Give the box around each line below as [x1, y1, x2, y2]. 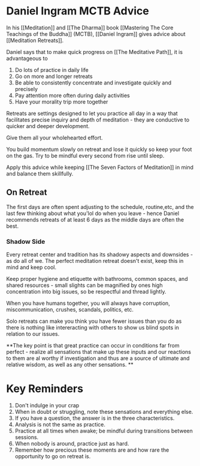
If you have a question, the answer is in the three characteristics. [14, 414, 175, 422]
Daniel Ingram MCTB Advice [6, 4, 150, 18]
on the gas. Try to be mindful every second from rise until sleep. [6, 152, 165, 159]
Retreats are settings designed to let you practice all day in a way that [6, 110, 178, 117]
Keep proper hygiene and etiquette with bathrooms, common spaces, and [6, 276, 188, 283]
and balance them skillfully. [6, 170, 74, 177]
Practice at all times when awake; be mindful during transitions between [14, 427, 193, 434]
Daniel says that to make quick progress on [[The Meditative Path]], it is [6, 48, 183, 55]
